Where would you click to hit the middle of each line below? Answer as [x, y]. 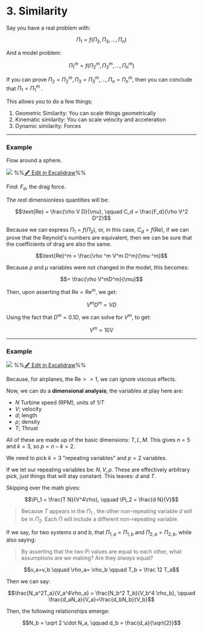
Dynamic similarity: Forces [48, 126]
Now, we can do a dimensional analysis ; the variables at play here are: [95, 391]
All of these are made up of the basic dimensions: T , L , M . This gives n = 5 [98, 439]
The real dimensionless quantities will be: [58, 200]
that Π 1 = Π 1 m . [25, 88]
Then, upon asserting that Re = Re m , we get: [62, 291]
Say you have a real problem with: [48, 28]
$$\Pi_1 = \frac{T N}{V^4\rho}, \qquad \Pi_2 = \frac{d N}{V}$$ [101, 499]
